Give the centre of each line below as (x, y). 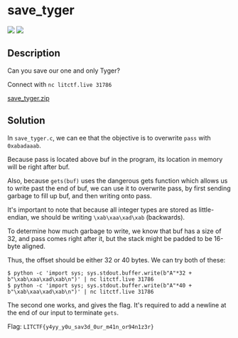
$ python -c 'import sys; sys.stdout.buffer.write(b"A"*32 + (100, 273)
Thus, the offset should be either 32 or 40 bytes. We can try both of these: (117, 260)
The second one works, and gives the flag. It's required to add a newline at (117, 304)
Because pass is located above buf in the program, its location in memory (115, 159)
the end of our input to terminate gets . (63, 312)
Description (34, 53)
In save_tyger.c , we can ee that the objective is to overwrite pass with (109, 138)
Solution (26, 121)
